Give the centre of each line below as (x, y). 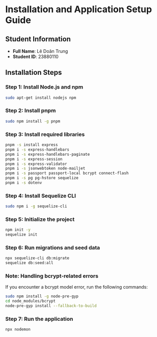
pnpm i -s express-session (34, 159)
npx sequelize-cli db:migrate (37, 258)
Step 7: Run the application (39, 319)
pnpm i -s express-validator (36, 164)
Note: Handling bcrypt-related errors (52, 276)
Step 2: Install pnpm (31, 110)
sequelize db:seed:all (29, 263)
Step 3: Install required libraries (45, 134)
